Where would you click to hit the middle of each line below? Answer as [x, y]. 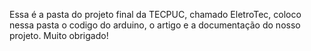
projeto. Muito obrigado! [59, 35]
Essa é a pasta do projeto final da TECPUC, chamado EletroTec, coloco [155, 14]
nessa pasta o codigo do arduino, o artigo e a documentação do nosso [155, 25]
